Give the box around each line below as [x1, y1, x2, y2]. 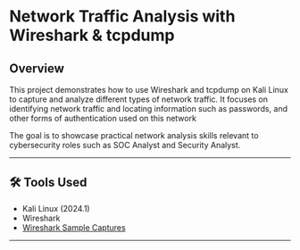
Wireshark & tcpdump [9, 25, 175, 46]
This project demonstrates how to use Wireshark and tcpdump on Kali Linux [9, 85, 288, 95]
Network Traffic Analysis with [9, 6, 236, 27]
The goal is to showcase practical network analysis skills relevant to [9, 130, 259, 140]
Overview [9, 61, 65, 76]
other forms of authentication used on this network [9, 113, 196, 123]
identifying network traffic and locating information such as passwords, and [9, 104, 288, 113]
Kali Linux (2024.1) [21, 203, 91, 213]
